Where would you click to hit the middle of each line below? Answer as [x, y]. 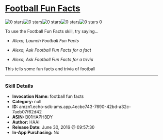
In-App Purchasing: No [36, 132]
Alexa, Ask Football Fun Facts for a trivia [53, 59]
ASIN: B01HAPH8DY [33, 117]
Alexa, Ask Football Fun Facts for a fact [51, 50]
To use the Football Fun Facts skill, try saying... [52, 31]
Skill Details [19, 86]
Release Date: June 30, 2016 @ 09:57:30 [53, 127]
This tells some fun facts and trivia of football [50, 69]
